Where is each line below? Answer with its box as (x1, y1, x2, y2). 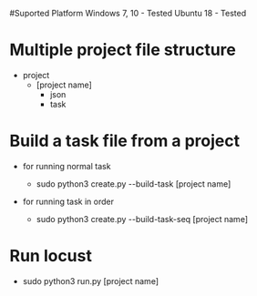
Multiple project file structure (9, 40, 237, 60)
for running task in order (22, 196, 115, 207)
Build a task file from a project (9, 131, 241, 151)
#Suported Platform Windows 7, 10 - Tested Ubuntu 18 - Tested (9, 8, 247, 18)
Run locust (9, 246, 93, 267)
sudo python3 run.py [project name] (22, 275, 159, 286)
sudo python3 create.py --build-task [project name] (36, 178, 231, 189)
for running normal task (22, 160, 111, 171)
